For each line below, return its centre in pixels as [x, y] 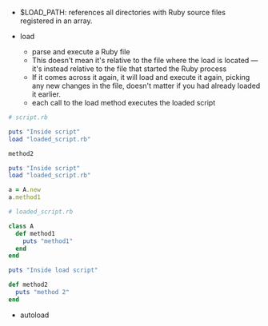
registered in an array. [56, 21]
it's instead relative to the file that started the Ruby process [129, 69]
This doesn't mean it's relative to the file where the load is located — [145, 60]
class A [21, 226]
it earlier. [46, 94]
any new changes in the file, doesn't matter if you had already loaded [146, 85]
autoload [34, 315]
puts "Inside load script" [53, 270]
